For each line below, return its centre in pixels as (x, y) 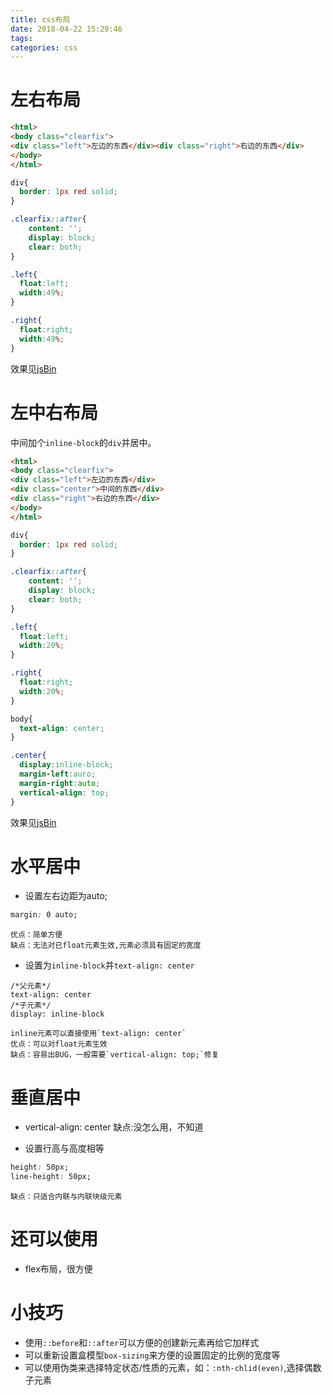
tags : (21, 38)
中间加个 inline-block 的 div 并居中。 (83, 442)
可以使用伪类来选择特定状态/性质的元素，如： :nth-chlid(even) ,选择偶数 (173, 1367)
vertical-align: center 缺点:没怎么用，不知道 (114, 1127)
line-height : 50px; (51, 1177)
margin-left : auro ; (58, 774)
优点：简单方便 (36, 935)
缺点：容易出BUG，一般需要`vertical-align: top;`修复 (115, 1055)
